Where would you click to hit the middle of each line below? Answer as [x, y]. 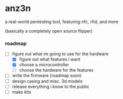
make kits [21, 92]
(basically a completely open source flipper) [49, 31]
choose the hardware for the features [56, 70]
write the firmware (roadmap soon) [47, 75]
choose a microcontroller [44, 65]
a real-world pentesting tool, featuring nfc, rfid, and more [62, 22]
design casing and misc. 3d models [47, 81]
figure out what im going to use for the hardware [60, 54]
